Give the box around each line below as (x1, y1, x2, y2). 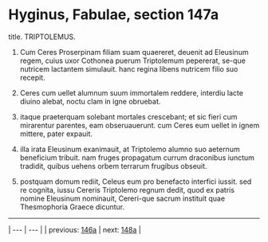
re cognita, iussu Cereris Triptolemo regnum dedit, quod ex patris (19, 185, 235, 194)
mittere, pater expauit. (19, 129, 93, 139)
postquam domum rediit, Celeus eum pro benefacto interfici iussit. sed (19, 177, 252, 186)
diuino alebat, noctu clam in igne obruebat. (19, 96, 161, 106)
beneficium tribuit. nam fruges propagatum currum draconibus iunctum (19, 153, 255, 162)
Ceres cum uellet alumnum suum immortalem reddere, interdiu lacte (19, 88, 243, 97)
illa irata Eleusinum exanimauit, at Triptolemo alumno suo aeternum (19, 144, 241, 154)
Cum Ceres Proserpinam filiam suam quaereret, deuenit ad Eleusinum (19, 47, 249, 57)
